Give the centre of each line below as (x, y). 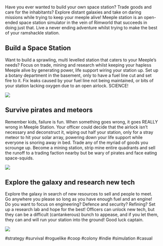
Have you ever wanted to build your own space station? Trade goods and (78, 7)
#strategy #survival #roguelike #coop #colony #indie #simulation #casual (79, 238)
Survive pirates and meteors (49, 110)
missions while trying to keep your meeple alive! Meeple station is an (74, 17)
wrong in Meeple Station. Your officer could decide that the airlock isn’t (76, 127)
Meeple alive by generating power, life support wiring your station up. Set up (82, 70)
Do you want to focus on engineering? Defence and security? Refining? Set (80, 204)
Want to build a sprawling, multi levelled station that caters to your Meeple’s (81, 60)
